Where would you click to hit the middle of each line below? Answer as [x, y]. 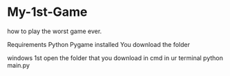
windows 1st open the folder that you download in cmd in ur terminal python [115, 58]
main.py [18, 65]
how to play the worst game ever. [55, 31]
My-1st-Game [47, 12]
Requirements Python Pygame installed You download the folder [99, 44]
